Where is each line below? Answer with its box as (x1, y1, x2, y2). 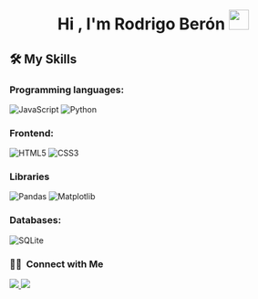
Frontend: (9, 126, 55, 139)
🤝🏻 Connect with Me (9, 257, 104, 270)
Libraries (9, 170, 50, 183)
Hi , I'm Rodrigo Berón (57, 14, 226, 35)
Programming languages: (9, 83, 125, 96)
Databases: (9, 214, 62, 227)
